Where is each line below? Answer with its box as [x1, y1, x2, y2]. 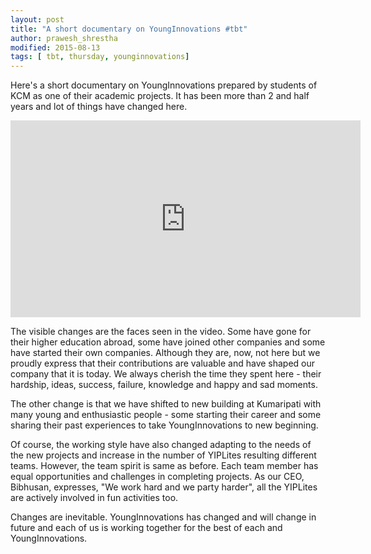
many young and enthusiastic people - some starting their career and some [10, 409, 322, 421]
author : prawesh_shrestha [10, 33, 118, 43]
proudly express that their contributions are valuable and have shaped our [10, 357, 316, 370]
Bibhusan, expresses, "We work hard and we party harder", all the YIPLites [10, 481, 318, 493]
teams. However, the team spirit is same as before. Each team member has [10, 460, 319, 472]
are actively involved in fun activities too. [10, 492, 179, 504]
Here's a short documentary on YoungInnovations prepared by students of [10, 79, 318, 91]
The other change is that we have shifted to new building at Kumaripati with [10, 398, 322, 410]
